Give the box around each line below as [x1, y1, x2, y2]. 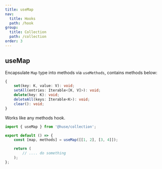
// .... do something [22, 151, 66, 156]
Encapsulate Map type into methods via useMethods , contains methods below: [5, 69, 158, 75]
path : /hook [9, 20, 34, 26]
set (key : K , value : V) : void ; [14, 84, 75, 88]
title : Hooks [9, 16, 36, 21]
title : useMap [5, 7, 34, 12]
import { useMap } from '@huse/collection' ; [5, 124, 97, 129]
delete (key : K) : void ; [14, 93, 60, 98]
